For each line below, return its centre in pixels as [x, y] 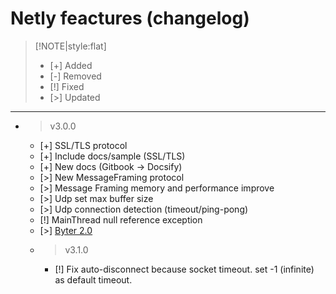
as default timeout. [93, 279]
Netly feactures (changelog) [130, 18]
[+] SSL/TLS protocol [83, 145]
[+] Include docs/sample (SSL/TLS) [112, 156]
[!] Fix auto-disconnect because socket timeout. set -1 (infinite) [184, 269]
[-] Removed [75, 76]
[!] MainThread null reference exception [121, 219]
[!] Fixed [67, 86]
